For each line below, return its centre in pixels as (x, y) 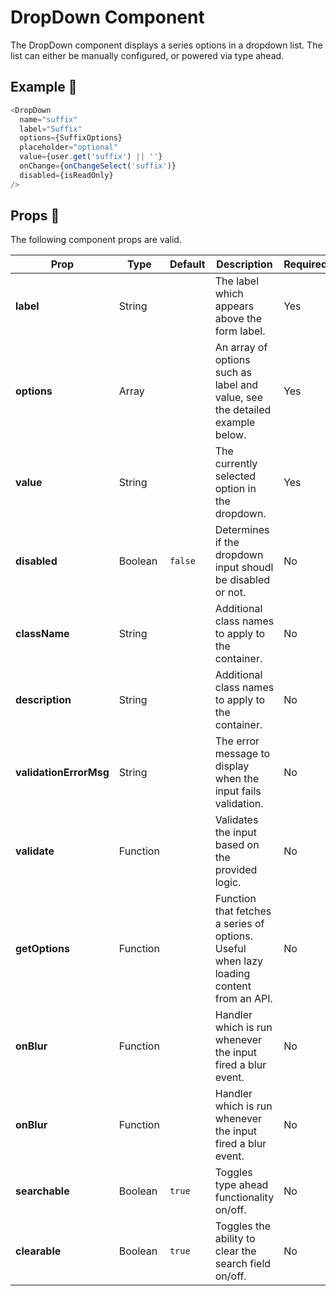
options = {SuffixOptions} (71, 138)
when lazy (239, 961)
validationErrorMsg (62, 773)
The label (237, 281)
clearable (38, 1251)
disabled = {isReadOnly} (66, 175)
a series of (239, 924)
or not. (230, 593)
